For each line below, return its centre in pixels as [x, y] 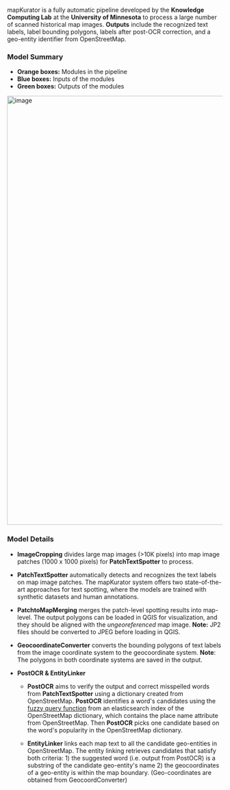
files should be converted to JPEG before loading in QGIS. [99, 631]
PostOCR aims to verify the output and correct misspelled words [118, 686]
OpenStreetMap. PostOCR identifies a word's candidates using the [122, 701]
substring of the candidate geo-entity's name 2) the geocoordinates [123, 765]
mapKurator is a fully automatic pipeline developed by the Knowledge [106, 10]
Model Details [30, 539]
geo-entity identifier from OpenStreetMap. [67, 39]
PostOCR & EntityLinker [51, 673]
